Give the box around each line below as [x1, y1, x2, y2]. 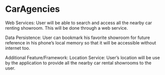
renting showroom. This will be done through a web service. [5, 25, 128, 31]
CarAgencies [5, 3, 60, 15]
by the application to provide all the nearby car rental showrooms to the [5, 60, 152, 66]
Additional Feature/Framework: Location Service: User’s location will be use [5, 54, 160, 60]
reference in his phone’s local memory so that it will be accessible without [5, 39, 157, 45]
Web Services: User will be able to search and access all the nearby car [5, 20, 153, 26]
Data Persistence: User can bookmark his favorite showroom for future [5, 35, 150, 40]
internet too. [5, 45, 30, 51]
